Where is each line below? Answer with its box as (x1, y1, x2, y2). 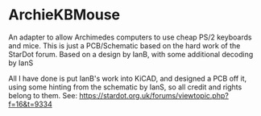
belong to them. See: (8, 90, 78, 100)
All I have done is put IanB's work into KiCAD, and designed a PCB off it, (8, 73, 247, 83)
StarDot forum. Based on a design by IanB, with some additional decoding (8, 49, 254, 59)
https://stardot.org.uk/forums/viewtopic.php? (79, 90, 230, 100)
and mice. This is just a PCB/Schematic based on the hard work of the (8, 40, 241, 50)
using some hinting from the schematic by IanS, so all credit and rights (8, 82, 242, 92)
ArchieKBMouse (8, 6, 121, 24)
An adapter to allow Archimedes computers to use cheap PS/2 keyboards (8, 32, 252, 42)
